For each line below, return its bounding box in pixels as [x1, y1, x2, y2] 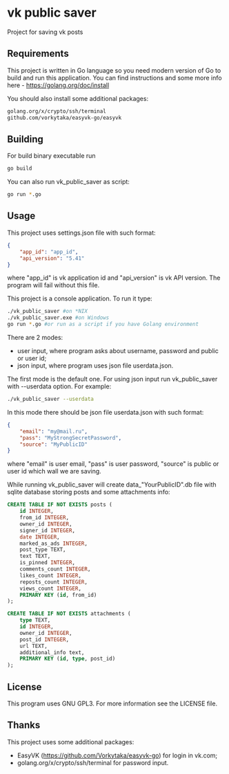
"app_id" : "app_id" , [19, 248, 79, 255]
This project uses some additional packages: [7, 737, 135, 746]
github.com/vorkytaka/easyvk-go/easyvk [7, 114, 122, 121]
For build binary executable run [7, 152, 96, 160]
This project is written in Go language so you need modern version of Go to [7, 66, 221, 74]
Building [7, 133, 43, 145]
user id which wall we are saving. [7, 467, 101, 476]
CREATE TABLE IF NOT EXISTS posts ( [7, 501, 112, 508]
